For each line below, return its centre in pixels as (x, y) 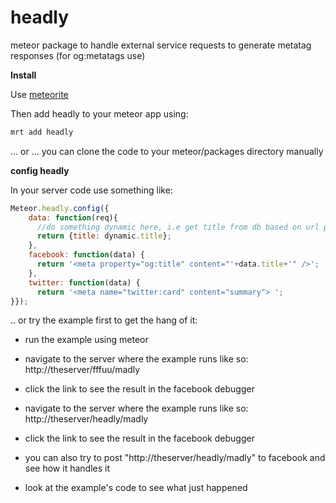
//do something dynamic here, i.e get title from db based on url (178, 227)
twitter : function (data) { (84, 282)
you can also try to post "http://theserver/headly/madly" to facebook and (175, 458)
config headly (40, 170)
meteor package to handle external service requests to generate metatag (161, 45)
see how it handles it (67, 468)
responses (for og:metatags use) (78, 55)
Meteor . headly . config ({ (60, 208)
